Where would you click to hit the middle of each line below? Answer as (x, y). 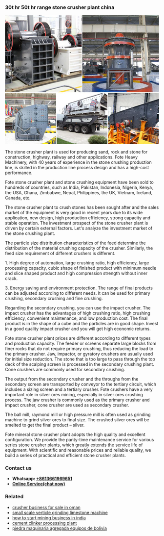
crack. (11, 278)
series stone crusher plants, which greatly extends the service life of (74, 445)
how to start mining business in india (49, 518)
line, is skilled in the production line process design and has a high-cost (77, 167)
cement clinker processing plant (44, 523)
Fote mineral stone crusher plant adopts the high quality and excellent (75, 434)
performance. (19, 173)
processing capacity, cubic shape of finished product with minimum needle (81, 268)
